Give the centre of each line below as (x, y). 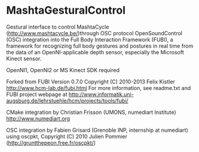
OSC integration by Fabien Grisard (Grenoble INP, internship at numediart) (97, 130)
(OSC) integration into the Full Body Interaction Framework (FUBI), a (90, 39)
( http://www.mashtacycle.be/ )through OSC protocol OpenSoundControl (94, 33)
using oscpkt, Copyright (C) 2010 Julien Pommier (67, 136)
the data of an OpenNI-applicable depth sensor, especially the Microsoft (95, 52)
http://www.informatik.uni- (101, 94)
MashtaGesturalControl (66, 10)
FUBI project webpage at (37, 94)
